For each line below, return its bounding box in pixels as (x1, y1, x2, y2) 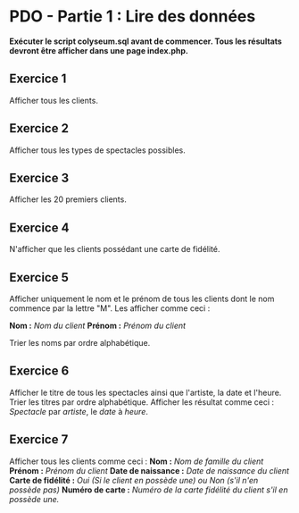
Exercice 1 (9, 71, 67, 87)
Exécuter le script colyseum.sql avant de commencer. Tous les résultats (9, 36, 283, 46)
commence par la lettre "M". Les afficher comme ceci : (9, 303, 211, 314)
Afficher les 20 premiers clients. (9, 194, 127, 205)
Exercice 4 (9, 220, 70, 235)
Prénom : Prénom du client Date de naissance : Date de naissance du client (9, 465, 290, 475)
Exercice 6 (9, 364, 70, 379)
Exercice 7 (9, 432, 69, 448)
